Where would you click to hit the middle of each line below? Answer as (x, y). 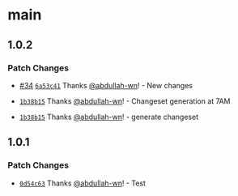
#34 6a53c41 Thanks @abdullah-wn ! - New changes (106, 85)
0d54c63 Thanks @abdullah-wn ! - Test (83, 183)
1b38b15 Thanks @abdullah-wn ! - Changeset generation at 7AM (125, 101)
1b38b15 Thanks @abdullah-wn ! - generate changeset (109, 117)
